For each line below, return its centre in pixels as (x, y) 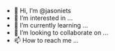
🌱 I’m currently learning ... (51, 25)
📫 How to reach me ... (46, 40)
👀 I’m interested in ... (43, 18)
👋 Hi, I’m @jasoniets (43, 11)
